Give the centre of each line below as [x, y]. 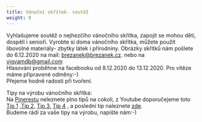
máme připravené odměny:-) [43, 74]
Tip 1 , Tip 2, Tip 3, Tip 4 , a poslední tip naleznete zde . [74, 105]
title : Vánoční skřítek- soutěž [47, 12]
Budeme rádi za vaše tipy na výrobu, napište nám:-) [72, 112]
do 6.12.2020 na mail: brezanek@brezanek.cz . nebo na [76, 55]
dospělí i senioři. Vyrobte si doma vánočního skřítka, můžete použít [91, 42]
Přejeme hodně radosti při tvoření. [50, 81]
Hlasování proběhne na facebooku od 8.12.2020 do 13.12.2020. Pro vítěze [99, 67]
